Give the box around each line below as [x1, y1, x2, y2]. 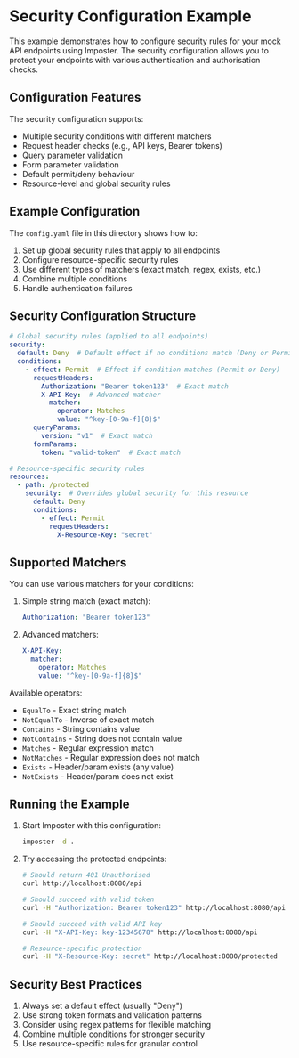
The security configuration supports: [9, 113, 144, 124]
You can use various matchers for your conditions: [9, 579, 194, 590]
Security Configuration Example [9, 6, 252, 27]
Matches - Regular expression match [21, 742, 154, 753]
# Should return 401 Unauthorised [21, 871, 150, 880]
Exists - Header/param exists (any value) [21, 761, 174, 772]
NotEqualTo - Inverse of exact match [21, 714, 155, 725]
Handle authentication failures [21, 282, 133, 293]
